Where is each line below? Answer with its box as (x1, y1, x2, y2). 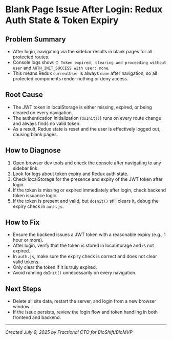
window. (12, 304, 31, 310)
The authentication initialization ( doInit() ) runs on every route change (12, 115, 161, 121)
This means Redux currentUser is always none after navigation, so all (12, 70, 157, 76)
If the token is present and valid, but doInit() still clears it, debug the (12, 198, 159, 204)
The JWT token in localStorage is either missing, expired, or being (12, 104, 152, 110)
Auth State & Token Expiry (5, 14, 119, 26)
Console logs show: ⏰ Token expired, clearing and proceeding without (12, 59, 166, 65)
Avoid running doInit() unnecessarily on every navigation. (12, 270, 137, 276)
